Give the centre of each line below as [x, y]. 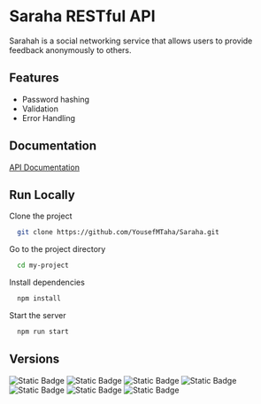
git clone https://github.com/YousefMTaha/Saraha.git [118, 232]
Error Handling [49, 118]
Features [34, 78]
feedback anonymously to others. [70, 50]
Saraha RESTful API [83, 16]
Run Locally [42, 195]
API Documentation [44, 167]
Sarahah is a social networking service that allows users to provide [131, 41]
